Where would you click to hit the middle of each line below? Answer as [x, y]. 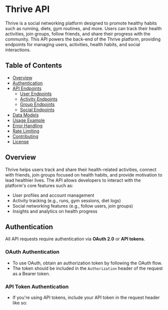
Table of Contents [34, 65]
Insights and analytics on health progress [55, 211]
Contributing [25, 136]
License [20, 141]
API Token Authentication [37, 286]
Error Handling [27, 125]
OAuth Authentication [32, 252]
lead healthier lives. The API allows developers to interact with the [73, 180]
